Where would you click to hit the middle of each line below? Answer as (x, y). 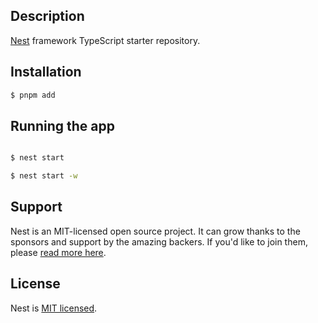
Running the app (62, 125)
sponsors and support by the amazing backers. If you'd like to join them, (159, 241)
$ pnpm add (33, 95)
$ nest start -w (44, 176)
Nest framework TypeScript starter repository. (105, 40)
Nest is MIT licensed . (54, 308)
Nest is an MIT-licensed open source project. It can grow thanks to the (155, 231)
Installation (46, 72)
